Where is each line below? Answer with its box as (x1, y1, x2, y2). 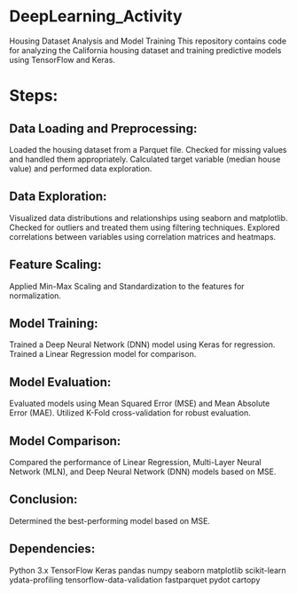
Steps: (9, 86, 59, 106)
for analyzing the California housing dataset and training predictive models (9, 44, 282, 55)
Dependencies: (9, 542, 96, 557)
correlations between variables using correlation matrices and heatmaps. (9, 231, 277, 242)
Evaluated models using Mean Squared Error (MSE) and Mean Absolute (9, 398, 270, 409)
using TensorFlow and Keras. (9, 54, 115, 65)
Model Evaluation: (9, 375, 112, 390)
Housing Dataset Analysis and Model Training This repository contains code (9, 36, 286, 46)
